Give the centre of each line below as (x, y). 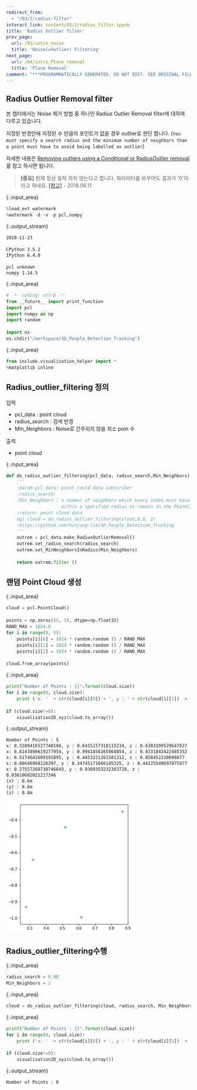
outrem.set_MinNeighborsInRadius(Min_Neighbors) (77, 550)
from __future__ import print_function (55, 301)
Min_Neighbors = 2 (28, 983)
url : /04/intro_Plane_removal (48, 62)
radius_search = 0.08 (33, 977)
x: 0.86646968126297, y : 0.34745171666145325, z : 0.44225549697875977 (97, 764)
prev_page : (19, 37)
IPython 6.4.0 (23, 255)
